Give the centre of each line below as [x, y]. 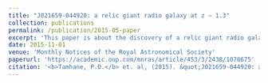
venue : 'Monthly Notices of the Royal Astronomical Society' [112, 52]
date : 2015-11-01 [37, 45]
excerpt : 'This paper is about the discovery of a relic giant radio [126, 38]
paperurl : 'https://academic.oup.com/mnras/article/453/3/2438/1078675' [132, 60]
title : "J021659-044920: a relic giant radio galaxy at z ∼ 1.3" [119, 15]
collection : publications [51, 23]
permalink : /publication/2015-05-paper [75, 30]
